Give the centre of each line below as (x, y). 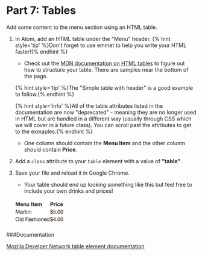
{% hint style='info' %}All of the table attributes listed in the (89, 105)
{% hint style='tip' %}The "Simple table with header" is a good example (104, 87)
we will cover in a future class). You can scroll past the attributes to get (103, 125)
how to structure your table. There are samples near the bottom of (106, 69)
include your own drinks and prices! (68, 191)
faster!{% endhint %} (41, 51)
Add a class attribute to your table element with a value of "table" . (99, 161)
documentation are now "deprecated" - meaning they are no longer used (106, 112)
